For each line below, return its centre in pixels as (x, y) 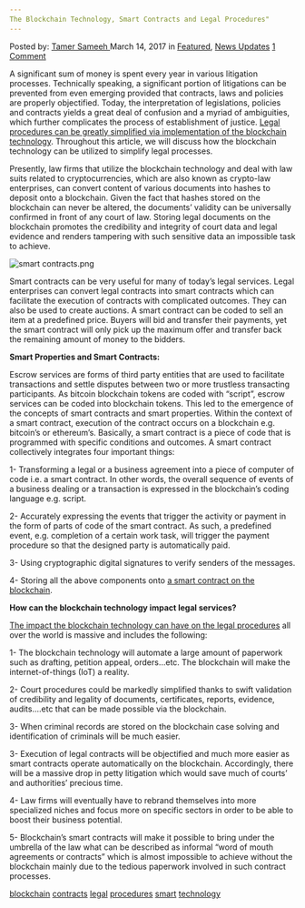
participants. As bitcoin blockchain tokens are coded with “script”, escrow (148, 393)
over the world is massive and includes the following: (108, 635)
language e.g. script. (48, 498)
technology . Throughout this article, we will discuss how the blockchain (143, 141)
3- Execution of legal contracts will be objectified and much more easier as (150, 753)
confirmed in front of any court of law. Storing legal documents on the (140, 217)
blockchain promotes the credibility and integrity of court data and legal (143, 227)
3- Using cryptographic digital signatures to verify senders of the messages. (152, 562)
